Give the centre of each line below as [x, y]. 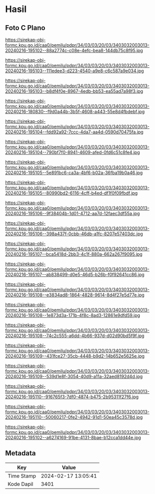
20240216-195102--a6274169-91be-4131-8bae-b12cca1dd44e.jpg [73, 438]
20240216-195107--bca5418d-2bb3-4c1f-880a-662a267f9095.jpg [74, 254]
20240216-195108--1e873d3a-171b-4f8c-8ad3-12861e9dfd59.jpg [73, 315]
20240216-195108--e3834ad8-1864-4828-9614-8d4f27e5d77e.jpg [75, 295]
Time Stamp [22, 476]
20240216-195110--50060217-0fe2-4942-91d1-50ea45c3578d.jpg [74, 417]
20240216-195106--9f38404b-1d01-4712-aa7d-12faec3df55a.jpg [72, 213]
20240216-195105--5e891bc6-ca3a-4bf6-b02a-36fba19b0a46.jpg [74, 173]
